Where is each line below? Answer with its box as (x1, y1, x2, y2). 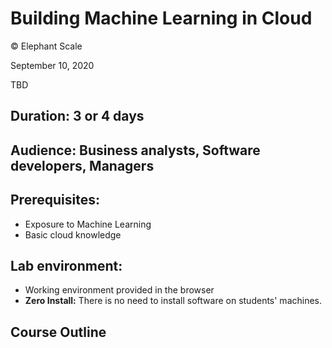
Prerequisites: (10, 192, 100, 209)
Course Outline (10, 323, 107, 341)
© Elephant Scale (10, 40, 83, 52)
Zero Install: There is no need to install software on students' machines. (24, 295, 323, 307)
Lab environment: (10, 257, 123, 274)
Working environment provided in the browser (24, 284, 215, 296)
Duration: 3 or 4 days (10, 108, 145, 125)
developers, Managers (10, 157, 155, 174)
